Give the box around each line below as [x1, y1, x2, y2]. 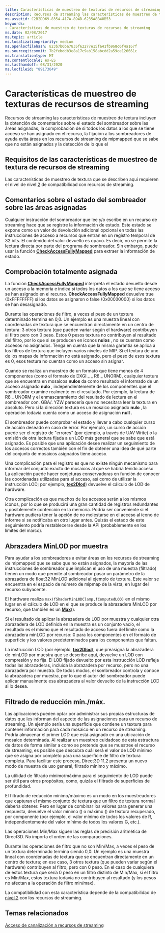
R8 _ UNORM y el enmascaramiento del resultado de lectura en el [5, 394, 137, 400]
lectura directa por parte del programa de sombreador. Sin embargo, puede [5, 243, 158, 249]
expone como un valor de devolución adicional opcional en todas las [5, 227, 144, 233]
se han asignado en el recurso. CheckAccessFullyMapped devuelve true [5, 291, 154, 297]
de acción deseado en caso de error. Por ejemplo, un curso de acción [5, 425, 146, 431]
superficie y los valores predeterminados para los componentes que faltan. [5, 637, 157, 643]
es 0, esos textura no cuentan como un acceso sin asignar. [5, 358, 124, 364]
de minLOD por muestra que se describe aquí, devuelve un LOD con [5, 652, 143, 658]
